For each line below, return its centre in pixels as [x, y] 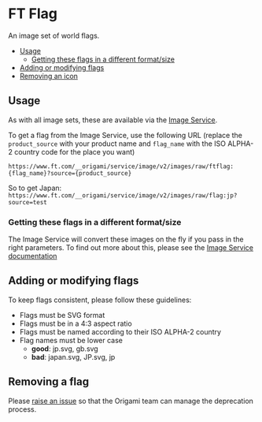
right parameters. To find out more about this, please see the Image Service [131, 248]
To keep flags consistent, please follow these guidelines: [100, 300]
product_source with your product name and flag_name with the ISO [117, 144]
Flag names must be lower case [71, 340]
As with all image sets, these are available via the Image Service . [113, 120]
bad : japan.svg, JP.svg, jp [73, 357]
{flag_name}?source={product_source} [70, 173]
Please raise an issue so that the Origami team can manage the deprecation [131, 401]
